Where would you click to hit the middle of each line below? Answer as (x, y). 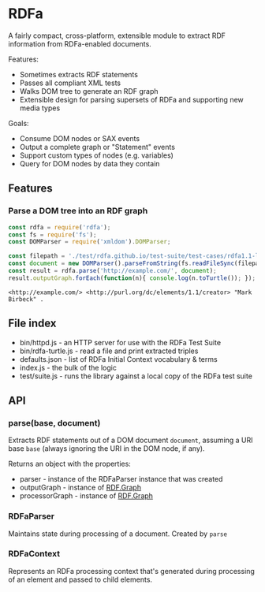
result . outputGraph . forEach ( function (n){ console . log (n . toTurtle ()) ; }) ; (132, 278)
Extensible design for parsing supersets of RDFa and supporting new (132, 99)
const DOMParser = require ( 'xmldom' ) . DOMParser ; (90, 242)
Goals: (19, 123)
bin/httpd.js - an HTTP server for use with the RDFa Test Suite (120, 342)
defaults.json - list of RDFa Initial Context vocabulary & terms (119, 359)
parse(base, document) (54, 423)
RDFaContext (34, 554)
